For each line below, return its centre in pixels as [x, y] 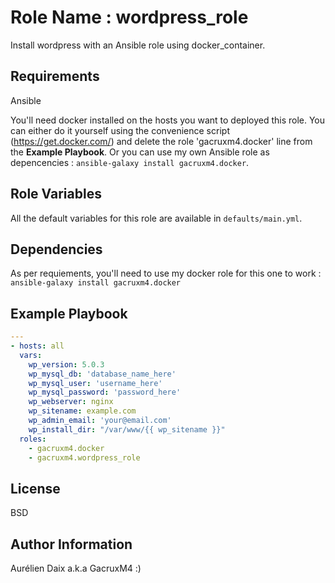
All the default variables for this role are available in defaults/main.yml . [156, 218]
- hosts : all [37, 346]
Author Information [71, 544]
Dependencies [56, 249]
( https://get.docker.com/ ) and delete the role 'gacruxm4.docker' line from [161, 141]
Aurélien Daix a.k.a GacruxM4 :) [76, 568]
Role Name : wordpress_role [129, 17]
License [35, 488]
